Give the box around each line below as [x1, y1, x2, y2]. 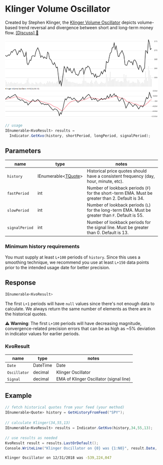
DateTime [33, 362, 52, 368]
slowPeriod [7, 208, 29, 213]
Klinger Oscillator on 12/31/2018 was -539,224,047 [5, 455, 112, 460]
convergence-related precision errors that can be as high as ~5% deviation [5, 326, 156, 331]
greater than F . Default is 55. [87, 212, 144, 218]
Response [5, 278, 36, 287]
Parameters [5, 147, 41, 155]
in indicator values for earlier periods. [5, 331, 80, 337]
